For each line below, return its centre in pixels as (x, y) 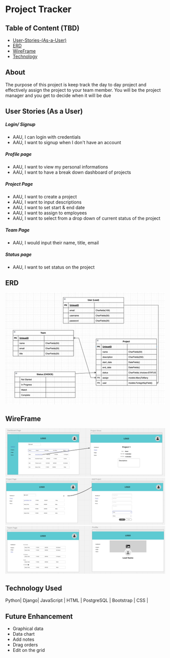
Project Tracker (39, 9)
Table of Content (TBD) (42, 28)
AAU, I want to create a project (45, 197)
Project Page (19, 184)
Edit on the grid (29, 650)
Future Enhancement (39, 616)
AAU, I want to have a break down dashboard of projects (72, 172)
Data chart (24, 634)
